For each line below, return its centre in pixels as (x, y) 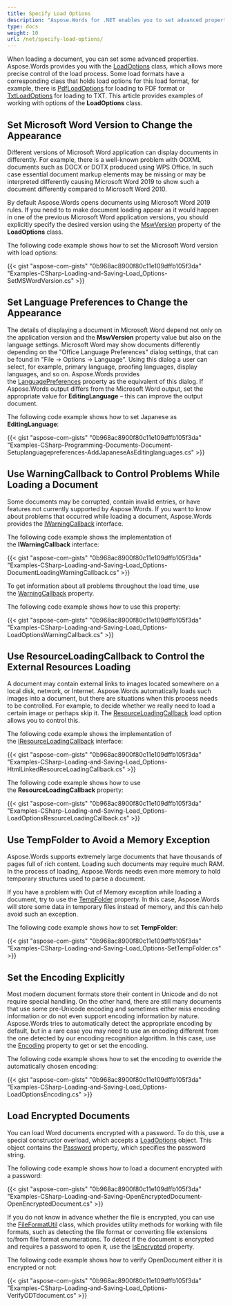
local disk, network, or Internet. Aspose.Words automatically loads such (109, 691)
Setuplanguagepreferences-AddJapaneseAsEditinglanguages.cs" (101, 452)
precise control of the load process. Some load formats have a (96, 74)
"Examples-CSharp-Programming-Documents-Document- (90, 445)
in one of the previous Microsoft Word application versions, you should (108, 217)
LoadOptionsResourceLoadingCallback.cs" (68, 818)
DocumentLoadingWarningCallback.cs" (63, 572)
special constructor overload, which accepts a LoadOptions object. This (109, 1140)
